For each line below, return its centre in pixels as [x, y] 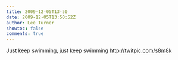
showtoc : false [25, 28]
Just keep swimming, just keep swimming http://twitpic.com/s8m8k [89, 50]
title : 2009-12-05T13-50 [37, 12]
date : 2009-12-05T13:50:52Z [41, 17]
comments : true [25, 34]
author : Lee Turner [30, 23]
